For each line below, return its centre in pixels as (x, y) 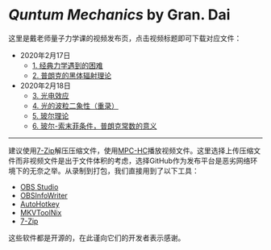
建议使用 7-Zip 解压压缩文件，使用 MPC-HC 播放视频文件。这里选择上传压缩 (131, 150)
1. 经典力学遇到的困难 (67, 65)
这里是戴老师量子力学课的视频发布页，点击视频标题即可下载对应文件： (125, 38)
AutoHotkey (40, 204)
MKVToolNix (41, 212)
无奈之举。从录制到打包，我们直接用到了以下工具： (114, 170)
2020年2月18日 (45, 85)
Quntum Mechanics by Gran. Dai (119, 15)
